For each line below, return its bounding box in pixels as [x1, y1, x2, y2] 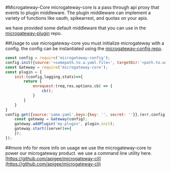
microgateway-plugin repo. [5, 30, 62, 36]
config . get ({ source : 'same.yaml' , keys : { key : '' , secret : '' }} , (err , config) [5, 112, 167, 117]
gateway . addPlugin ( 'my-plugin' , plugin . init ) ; [14, 121, 115, 126]
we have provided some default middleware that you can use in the [5, 25, 146, 31]
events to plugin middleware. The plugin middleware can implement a [5, 10, 151, 16]
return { [23, 79, 42, 84]
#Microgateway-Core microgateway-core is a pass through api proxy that [5, 5, 159, 10]
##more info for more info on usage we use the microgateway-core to [5, 145, 152, 151]
